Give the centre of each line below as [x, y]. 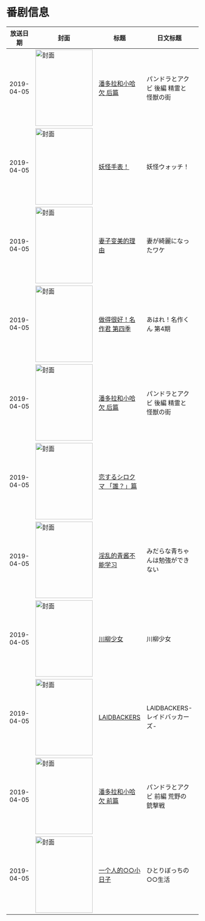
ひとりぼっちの [167, 870]
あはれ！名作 [165, 320]
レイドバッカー [168, 717]
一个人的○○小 [120, 870]
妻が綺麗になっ [168, 241]
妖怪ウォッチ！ [168, 167]
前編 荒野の [170, 796]
